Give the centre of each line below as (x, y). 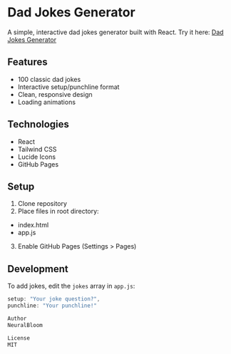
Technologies (38, 124)
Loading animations (47, 102)
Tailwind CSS (37, 149)
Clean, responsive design (55, 94)
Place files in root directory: (58, 212)
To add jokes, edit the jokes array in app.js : (71, 286)
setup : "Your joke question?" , (54, 299)
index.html (33, 225)
